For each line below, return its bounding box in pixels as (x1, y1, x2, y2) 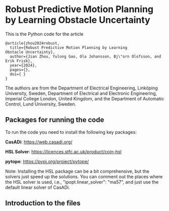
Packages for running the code (5, 116, 104, 124)
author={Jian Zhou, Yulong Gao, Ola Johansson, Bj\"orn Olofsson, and (10, 54, 161, 59)
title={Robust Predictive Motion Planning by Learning (10, 45, 128, 50)
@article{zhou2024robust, (5, 40, 60, 46)
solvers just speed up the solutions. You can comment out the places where (5, 173, 163, 180)
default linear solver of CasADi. (5, 184, 70, 190)
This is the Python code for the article (5, 31, 84, 37)
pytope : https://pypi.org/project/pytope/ (5, 158, 89, 165)
